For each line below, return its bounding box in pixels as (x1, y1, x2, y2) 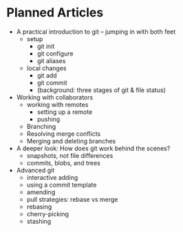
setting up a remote (36, 108, 93, 116)
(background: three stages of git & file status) (36, 86, 166, 94)
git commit (36, 78, 67, 86)
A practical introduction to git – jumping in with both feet (16, 27, 176, 36)
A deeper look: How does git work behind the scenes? (16, 144, 171, 152)
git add (36, 71, 57, 80)
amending (26, 187, 56, 196)
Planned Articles (6, 5, 104, 21)
